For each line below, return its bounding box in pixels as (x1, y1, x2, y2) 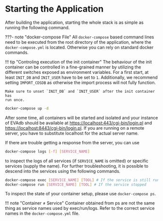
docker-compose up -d (5, 106, 49, 111)
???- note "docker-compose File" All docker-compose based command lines (5, 34, 154, 40)
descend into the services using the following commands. (5, 168, 120, 174)
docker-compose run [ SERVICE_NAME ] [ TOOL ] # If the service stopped (5, 182, 147, 187)
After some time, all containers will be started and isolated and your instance (5, 115, 158, 120)
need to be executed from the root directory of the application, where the (5, 39, 151, 45)
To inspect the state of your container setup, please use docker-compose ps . (5, 191, 156, 197)
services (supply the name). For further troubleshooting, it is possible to (5, 163, 149, 169)
